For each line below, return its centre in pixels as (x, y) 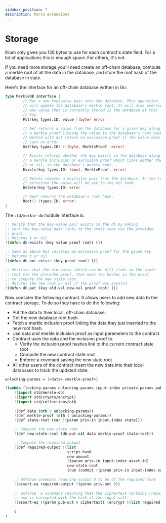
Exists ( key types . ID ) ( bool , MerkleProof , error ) (75, 169)
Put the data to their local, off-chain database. (59, 313)
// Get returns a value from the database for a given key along (92, 128)
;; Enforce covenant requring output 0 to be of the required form (85, 479)
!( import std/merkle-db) (40, 393)
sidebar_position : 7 (26, 10)
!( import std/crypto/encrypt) (45, 397)
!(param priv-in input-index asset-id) (108, 461)
